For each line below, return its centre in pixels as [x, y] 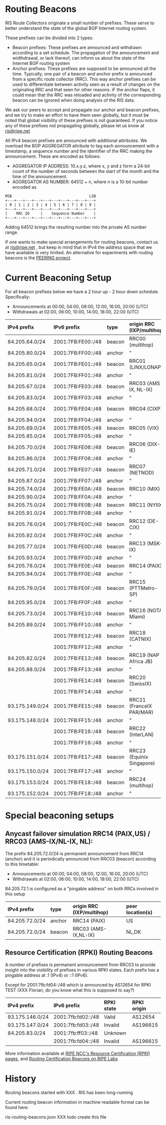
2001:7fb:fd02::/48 [77, 1017]
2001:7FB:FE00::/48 [78, 342]
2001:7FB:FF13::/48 [78, 669]
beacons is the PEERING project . [38, 258]
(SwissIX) [140, 684]
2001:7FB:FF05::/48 [78, 436]
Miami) [137, 617]
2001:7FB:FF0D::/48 [78, 558]
